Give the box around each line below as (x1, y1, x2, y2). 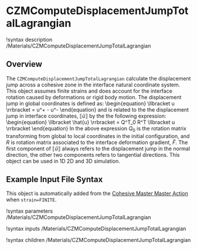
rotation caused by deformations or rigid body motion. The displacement (6, 93, 182, 100)
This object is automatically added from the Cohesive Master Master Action (6, 190, 189, 197)
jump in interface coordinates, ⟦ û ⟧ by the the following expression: (6, 112, 167, 119)
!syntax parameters (6, 207, 53, 215)
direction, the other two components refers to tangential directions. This (6, 151, 180, 158)
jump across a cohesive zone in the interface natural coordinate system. (6, 81, 181, 88)
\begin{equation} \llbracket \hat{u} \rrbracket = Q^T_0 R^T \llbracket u (6, 119, 175, 126)
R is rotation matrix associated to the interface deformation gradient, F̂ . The (6, 139, 188, 146)
